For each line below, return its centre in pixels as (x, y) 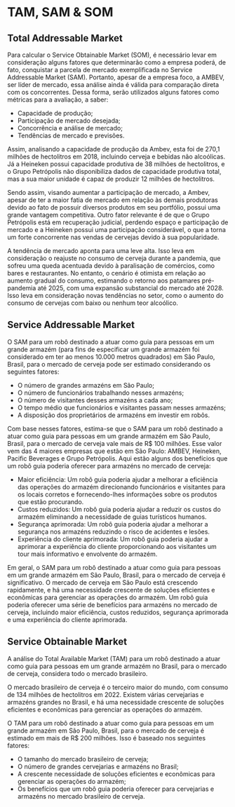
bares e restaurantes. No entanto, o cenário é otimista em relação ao (106, 273)
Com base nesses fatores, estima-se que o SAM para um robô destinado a (115, 428)
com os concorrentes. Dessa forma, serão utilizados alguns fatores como (113, 92)
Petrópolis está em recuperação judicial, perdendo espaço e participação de (118, 222)
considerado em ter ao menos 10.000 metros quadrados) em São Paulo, (111, 357)
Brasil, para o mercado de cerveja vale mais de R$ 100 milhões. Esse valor (115, 443)
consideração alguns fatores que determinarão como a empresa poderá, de (117, 62)
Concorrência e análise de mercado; (70, 128)
